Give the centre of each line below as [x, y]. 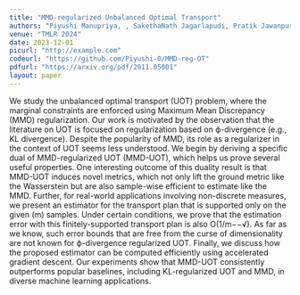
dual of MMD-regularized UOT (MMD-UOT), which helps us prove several [145, 158]
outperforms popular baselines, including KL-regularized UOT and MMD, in [147, 271]
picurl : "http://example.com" [66, 51]
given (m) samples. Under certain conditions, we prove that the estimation [146, 214]
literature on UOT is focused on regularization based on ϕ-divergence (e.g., [148, 129]
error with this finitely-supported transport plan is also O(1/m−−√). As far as [148, 224]
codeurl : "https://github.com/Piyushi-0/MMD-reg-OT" [109, 59]
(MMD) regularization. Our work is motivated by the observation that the [142, 119]
